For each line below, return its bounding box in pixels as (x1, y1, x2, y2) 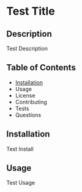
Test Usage (6, 179, 35, 186)
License (15, 92, 35, 99)
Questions (15, 111, 42, 119)
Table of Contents (6, 62, 76, 73)
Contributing (15, 98, 47, 105)
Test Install (6, 145, 34, 152)
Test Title (6, 4, 55, 18)
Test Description (6, 45, 48, 52)
